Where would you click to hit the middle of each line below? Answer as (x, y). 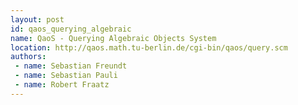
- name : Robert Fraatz (62, 85)
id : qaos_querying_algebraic (71, 29)
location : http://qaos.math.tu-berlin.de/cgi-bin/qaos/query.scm (149, 47)
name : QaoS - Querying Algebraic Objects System (113, 38)
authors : (28, 57)
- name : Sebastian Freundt (71, 66)
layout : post (37, 19)
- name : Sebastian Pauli (66, 76)
